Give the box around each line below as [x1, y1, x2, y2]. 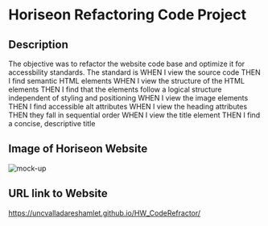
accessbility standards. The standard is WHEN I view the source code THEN [8, 68, 262, 77]
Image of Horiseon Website [8, 142, 148, 156]
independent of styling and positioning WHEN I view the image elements [8, 93, 249, 102]
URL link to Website [8, 187, 108, 200]
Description [8, 38, 68, 51]
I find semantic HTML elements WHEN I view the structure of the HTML [8, 76, 245, 85]
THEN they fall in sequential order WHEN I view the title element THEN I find [8, 110, 261, 120]
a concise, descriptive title [8, 119, 96, 128]
